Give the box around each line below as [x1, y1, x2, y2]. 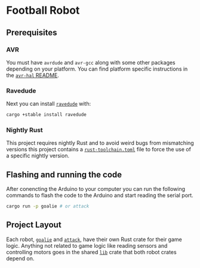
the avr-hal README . [6, 71, 60, 78]
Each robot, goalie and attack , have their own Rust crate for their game [6, 236, 182, 243]
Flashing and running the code [6, 169, 122, 179]
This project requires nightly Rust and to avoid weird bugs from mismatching [6, 139, 194, 147]
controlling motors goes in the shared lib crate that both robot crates [6, 248, 177, 255]
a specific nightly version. [6, 152, 70, 159]
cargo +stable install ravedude [6, 112, 87, 118]
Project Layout [6, 220, 61, 230]
